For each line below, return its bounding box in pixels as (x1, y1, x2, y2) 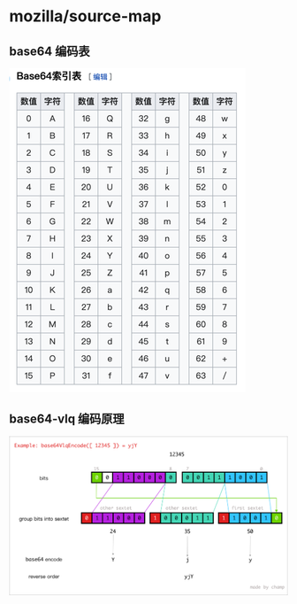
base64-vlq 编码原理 (9, 412, 126, 427)
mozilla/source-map (9, 6, 162, 27)
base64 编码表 (9, 43, 90, 58)
